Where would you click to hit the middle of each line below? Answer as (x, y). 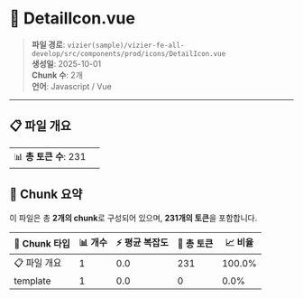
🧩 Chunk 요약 (46, 195)
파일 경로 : (48, 44)
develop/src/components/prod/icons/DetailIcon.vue (129, 53)
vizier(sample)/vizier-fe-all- (126, 45)
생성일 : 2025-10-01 (66, 63)
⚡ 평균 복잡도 (142, 242)
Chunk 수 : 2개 (57, 75)
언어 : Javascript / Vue (72, 86)
